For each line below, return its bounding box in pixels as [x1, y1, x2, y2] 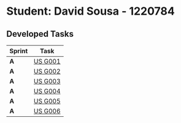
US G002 [33, 67, 61, 75]
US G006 [33, 107, 61, 115]
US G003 [33, 77, 61, 85]
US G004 [33, 87, 61, 95]
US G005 [33, 97, 61, 105]
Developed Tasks [6, 29, 74, 39]
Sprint [9, 47, 28, 55]
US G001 [33, 57, 61, 65]
